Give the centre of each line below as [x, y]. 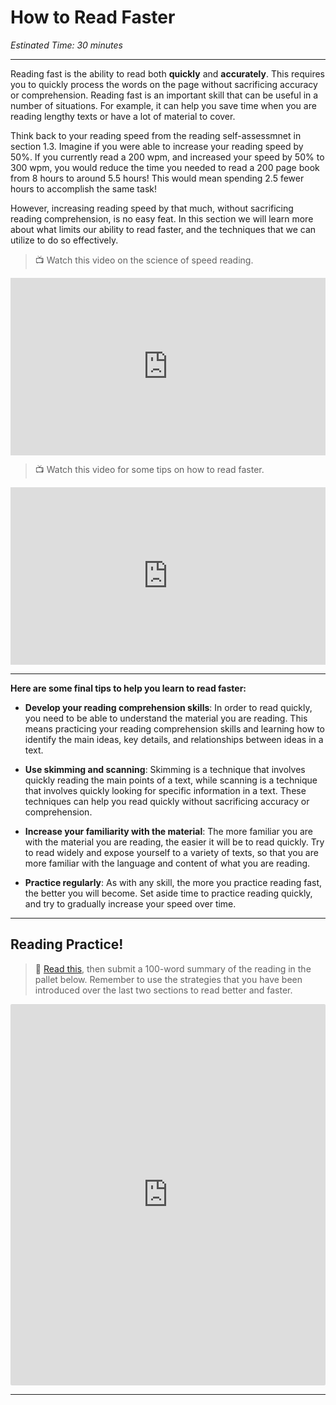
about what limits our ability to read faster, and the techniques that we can [163, 229]
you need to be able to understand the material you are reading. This [166, 718]
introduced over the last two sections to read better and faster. [163, 990]
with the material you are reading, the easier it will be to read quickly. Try [174, 842]
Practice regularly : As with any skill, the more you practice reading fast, [173, 882]
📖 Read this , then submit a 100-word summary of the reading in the [173, 968]
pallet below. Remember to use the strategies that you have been [168, 979]
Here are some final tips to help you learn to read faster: [128, 688]
